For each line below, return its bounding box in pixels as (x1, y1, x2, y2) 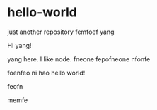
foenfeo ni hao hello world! (7, 68, 86, 77)
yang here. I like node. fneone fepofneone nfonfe (7, 54, 151, 63)
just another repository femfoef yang (7, 28, 115, 36)
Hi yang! (7, 41, 32, 49)
